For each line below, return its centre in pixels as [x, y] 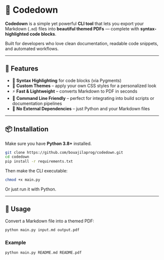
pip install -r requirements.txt [39, 162]
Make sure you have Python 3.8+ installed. [48, 143]
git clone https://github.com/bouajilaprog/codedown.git [64, 152]
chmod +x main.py [23, 180]
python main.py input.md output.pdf [42, 230]
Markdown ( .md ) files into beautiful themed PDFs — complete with [72, 28]
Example [16, 242]
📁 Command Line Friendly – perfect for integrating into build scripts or [83, 98]
